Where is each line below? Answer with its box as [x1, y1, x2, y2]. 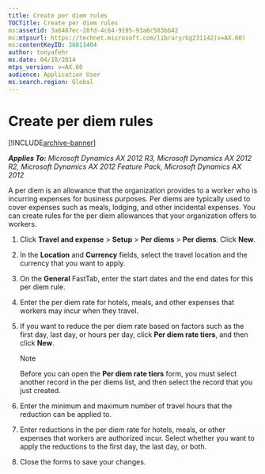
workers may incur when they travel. [19, 306, 139, 315]
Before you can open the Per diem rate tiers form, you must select [19, 369, 237, 379]
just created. [19, 386, 61, 396]
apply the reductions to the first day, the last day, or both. [19, 442, 207, 452]
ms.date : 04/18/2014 [8, 56, 77, 64]
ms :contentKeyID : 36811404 [8, 41, 97, 49]
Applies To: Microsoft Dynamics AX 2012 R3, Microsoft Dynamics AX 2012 [8, 154, 252, 163]
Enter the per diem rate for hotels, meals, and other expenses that [19, 298, 235, 308]
